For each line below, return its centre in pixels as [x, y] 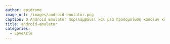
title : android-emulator [31, 24]
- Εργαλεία [21, 33]
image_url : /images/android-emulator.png [50, 15]
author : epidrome [24, 10]
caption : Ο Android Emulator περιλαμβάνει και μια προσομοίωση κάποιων [82, 19]
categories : [18, 29]
